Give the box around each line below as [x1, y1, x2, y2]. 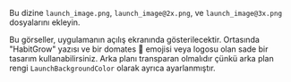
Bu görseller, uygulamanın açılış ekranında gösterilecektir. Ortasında [9, 35, 260, 45]
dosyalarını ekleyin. [9, 17, 81, 28]
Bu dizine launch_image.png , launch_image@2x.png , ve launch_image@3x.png [9, 8, 283, 18]
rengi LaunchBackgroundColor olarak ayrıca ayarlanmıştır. [9, 62, 217, 73]
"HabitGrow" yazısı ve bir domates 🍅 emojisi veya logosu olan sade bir [9, 44, 269, 54]
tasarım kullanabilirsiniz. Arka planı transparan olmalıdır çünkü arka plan [9, 53, 275, 63]
